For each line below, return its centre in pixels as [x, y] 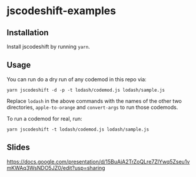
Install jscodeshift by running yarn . [48, 46]
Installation [28, 33]
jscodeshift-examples [62, 11]
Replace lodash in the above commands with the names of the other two [94, 101]
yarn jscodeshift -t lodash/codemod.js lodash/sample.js [78, 129]
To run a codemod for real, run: [44, 118]
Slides [18, 147]
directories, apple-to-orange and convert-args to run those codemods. [92, 107]
